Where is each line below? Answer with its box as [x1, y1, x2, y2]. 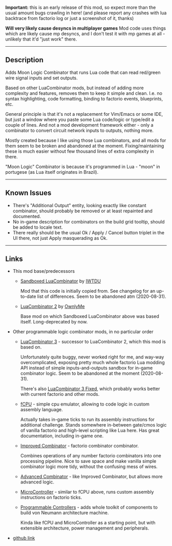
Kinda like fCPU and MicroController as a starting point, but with [20, 520, 156, 526]
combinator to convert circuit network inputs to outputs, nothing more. [5, 127, 154, 133]
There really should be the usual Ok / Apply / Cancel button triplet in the [12, 229, 165, 235]
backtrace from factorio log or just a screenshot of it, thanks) [5, 15, 134, 21]
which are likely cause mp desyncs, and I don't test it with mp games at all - [5, 31, 165, 36]
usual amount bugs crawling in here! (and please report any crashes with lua [5, 10, 167, 16]
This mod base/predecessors [12, 268, 75, 274]
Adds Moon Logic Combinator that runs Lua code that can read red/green [5, 69, 161, 75]
